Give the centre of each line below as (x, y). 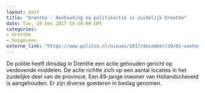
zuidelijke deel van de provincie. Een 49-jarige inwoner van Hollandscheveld (103, 76)
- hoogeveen (21, 40)
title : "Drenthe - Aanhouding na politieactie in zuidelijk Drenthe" (97, 18)
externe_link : (24, 46)
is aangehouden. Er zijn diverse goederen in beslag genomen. (84, 83)
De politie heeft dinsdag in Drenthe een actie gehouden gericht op (89, 63)
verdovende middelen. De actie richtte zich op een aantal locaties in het (96, 70)
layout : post (23, 12)
